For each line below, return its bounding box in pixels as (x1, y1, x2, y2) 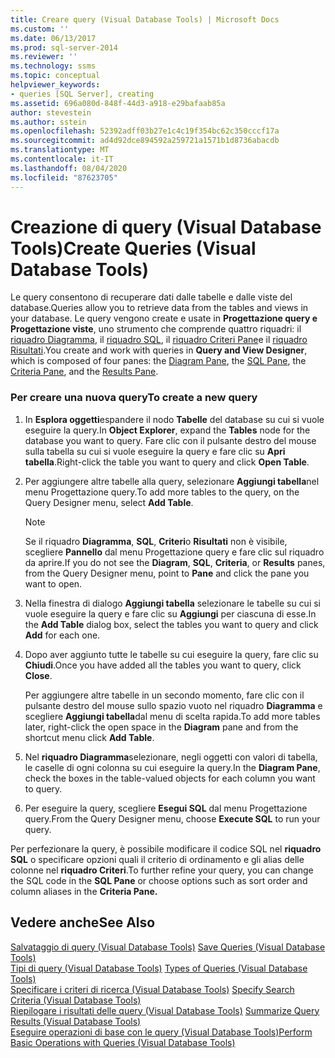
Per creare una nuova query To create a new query (10, 391, 258, 405)
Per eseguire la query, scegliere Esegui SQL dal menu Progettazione (24, 802, 308, 814)
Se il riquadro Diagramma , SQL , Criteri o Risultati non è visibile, (24, 535, 288, 547)
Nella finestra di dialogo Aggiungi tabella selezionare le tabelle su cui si (24, 597, 322, 609)
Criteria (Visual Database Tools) (10, 994, 142, 1006)
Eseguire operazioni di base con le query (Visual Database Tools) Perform (10, 1026, 313, 1038)
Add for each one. (24, 629, 101, 641)
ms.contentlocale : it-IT (10, 154, 114, 164)
